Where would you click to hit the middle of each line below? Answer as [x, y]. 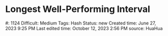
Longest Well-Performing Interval [78, 9]
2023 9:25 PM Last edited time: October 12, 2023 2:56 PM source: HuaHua [84, 28]
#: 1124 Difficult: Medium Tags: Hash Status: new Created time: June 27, [81, 23]
